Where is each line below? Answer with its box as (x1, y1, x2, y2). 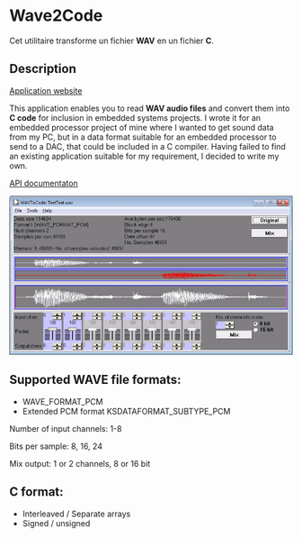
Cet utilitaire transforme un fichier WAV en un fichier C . (9, 35, 214, 46)
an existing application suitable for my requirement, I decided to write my (9, 150, 280, 161)
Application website (9, 85, 83, 96)
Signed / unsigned (22, 517, 91, 528)
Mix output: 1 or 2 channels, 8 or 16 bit (9, 458, 151, 469)
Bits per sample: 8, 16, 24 (9, 441, 103, 451)
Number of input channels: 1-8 (9, 423, 122, 433)
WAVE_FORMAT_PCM (22, 396, 103, 406)
